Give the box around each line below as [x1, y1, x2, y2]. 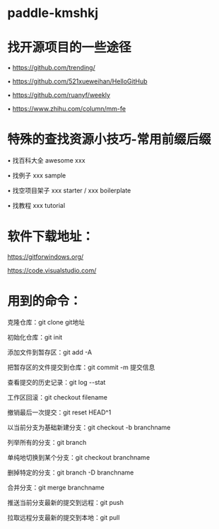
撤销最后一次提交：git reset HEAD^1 [7, 408, 112, 417]
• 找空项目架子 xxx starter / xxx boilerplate [7, 186, 131, 195]
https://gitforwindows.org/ [7, 252, 84, 261]
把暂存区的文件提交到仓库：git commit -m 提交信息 [7, 363, 155, 371]
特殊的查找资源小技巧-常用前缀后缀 [7, 132, 212, 148]
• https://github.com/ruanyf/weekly [7, 91, 111, 100]
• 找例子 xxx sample [7, 171, 66, 180]
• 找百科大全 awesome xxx [7, 156, 86, 165]
